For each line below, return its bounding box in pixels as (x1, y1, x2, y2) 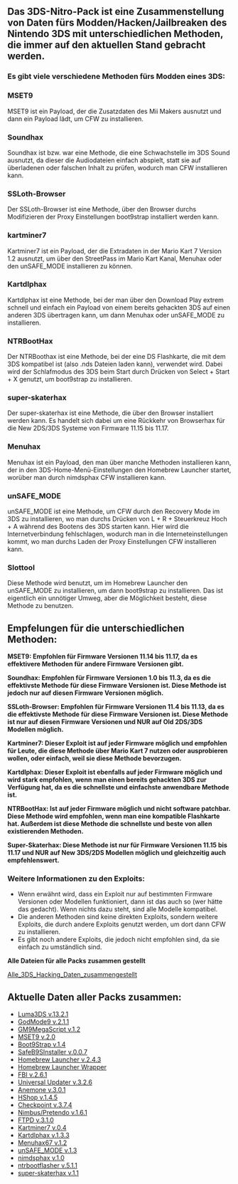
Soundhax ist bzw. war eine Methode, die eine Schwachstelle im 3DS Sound (7, 148, 230, 157)
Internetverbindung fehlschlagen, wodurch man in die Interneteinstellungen (7, 530, 228, 538)
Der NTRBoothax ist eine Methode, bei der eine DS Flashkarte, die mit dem (7, 352, 226, 361)
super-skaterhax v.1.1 (17, 1169, 80, 1178)
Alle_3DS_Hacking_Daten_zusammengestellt (7, 970, 137, 979)
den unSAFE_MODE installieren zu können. (7, 261, 133, 270)
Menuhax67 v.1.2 (17, 1138, 67, 1147)
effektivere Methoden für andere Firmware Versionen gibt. (7, 660, 184, 669)
